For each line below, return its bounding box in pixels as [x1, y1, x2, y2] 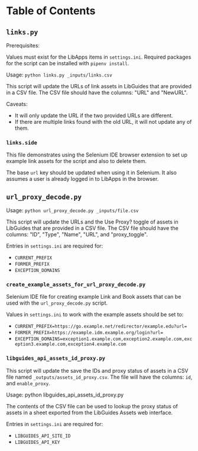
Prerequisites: [6, 42, 40, 49]
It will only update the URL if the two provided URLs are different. [14, 112, 173, 119]
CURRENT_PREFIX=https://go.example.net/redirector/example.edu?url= [14, 324, 187, 330]
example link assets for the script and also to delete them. [6, 158, 147, 165]
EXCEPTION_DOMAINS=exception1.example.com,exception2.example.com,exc [14, 336, 193, 342]
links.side [6, 139, 37, 146]
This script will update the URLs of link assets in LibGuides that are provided [6, 83, 192, 89]
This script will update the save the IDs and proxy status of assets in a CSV [6, 367, 189, 374]
